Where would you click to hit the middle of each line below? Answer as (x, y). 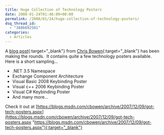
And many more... (30, 97)
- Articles (21, 37)
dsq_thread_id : (21, 23)
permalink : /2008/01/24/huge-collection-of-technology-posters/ (72, 19)
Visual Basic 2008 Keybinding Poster (50, 81)
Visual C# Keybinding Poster (41, 92)
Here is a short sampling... (32, 61)
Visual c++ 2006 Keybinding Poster (48, 86)
